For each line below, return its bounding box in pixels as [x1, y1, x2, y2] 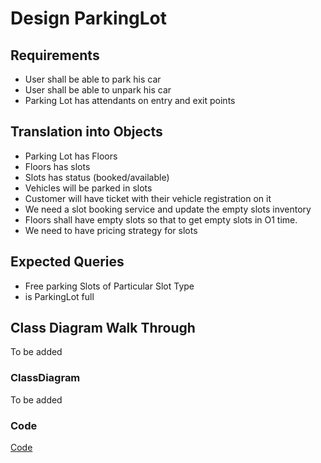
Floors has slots [24, 160, 91, 172]
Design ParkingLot [10, 7, 168, 30]
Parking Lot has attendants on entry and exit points [24, 95, 236, 106]
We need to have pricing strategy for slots [24, 224, 198, 236]
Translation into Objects [10, 123, 163, 141]
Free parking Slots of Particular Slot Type [24, 280, 195, 292]
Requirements [10, 47, 100, 64]
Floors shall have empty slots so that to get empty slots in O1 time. [24, 213, 298, 226]
